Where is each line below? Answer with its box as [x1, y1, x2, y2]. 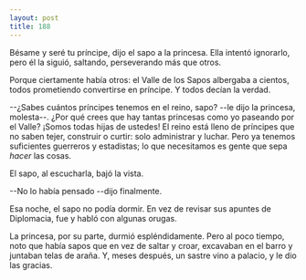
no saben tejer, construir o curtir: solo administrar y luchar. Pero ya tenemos [9, 130, 296, 141]
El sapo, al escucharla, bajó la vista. [9, 168, 144, 179]
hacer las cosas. [9, 150, 71, 161]
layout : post [9, 13, 59, 23]
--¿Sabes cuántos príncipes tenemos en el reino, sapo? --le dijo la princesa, [9, 101, 296, 112]
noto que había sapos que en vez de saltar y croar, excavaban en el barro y [9, 240, 293, 251]
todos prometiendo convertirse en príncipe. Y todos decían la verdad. [9, 84, 271, 95]
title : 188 [9, 22, 51, 31]
